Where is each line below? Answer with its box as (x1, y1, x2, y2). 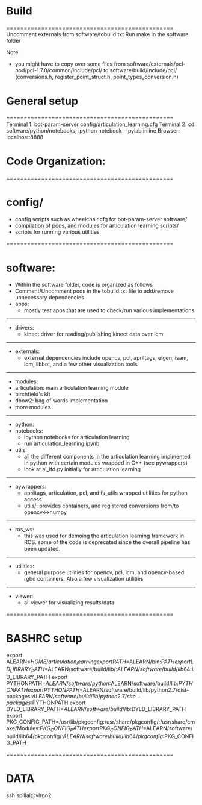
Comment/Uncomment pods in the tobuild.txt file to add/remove (14, 287, 174, 295)
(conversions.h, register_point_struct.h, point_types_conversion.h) (14, 73, 179, 80)
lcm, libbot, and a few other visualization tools (23, 360, 138, 368)
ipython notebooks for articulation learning (23, 433, 130, 440)
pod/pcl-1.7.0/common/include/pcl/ (14, 66, 102, 74)
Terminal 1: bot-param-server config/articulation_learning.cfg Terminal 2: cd (6, 121, 195, 128)
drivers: (14, 324, 34, 331)
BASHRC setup (6, 631, 82, 645)
